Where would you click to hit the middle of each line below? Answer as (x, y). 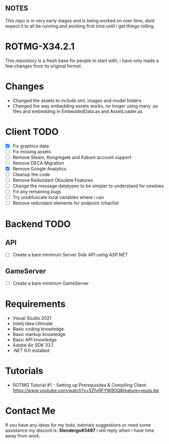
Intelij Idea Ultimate (33, 324)
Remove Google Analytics (39, 168)
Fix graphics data (31, 146)
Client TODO (32, 132)
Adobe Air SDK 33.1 (33, 345)
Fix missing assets (32, 151)
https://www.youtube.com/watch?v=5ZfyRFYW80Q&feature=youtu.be (86, 391)
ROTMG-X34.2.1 (40, 46)
